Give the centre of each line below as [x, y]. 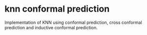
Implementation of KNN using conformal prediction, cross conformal [73, 22]
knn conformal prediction [57, 9]
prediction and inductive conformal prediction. [51, 27]
